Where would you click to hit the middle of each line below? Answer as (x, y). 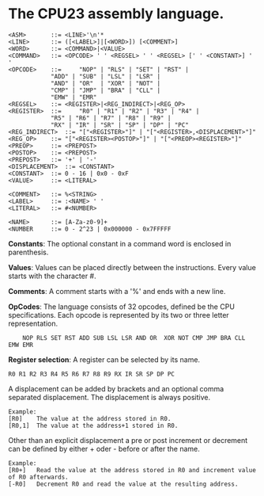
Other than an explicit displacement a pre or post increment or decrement (128, 440)
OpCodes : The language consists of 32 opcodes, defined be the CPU (122, 307)
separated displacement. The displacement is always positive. (109, 397)
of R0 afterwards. (38, 477)
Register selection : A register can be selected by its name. (104, 359)
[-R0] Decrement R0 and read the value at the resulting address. (123, 484)
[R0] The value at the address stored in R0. (90, 418)
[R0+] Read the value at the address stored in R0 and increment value (132, 470)
